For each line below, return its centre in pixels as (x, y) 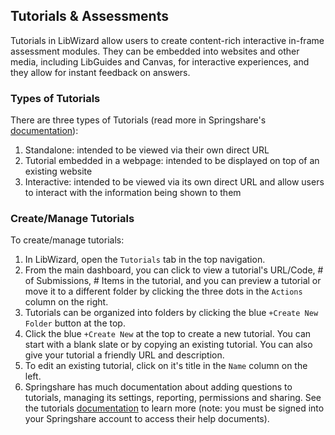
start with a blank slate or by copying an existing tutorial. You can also (168, 345)
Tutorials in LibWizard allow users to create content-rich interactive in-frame (167, 40)
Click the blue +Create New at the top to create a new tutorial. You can (168, 334)
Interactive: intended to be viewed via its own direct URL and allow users (174, 182)
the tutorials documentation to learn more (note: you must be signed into (174, 408)
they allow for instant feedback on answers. (100, 72)
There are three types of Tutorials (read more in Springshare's (138, 120)
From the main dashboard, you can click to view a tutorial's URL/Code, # (174, 270)
